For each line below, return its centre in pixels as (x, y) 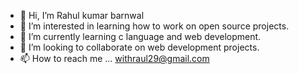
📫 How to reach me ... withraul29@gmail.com (114, 58)
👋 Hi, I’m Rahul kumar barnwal (82, 15)
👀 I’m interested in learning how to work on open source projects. (154, 26)
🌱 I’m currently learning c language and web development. (140, 36)
